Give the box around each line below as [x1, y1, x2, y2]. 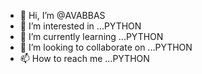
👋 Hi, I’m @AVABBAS [19, 10, 106, 21]
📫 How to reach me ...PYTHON [19, 53, 150, 64]
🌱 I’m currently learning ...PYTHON [19, 31, 164, 42]
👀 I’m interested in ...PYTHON [19, 20, 142, 32]
